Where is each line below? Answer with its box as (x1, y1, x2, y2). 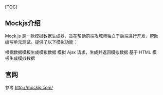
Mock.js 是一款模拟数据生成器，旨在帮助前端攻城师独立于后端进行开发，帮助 (5, 33, 159, 39)
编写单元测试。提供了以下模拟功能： (5, 39, 78, 45)
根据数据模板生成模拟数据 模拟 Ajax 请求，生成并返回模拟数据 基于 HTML (5, 49, 152, 55)
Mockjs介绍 (5, 19, 41, 27)
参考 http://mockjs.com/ (5, 84, 53, 90)
